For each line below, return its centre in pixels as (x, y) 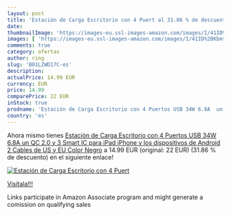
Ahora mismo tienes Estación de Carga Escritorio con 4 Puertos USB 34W (112, 135)
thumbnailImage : (30, 33)
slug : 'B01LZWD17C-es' (40, 65)
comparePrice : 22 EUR (38, 97)
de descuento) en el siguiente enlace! (60, 157)
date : (15, 26)
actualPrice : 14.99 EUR (41, 77)
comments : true (29, 45)
